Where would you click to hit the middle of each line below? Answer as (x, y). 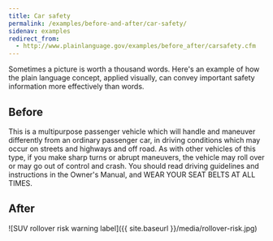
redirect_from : (34, 39)
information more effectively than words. (76, 87)
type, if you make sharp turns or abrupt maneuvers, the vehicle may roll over (137, 157)
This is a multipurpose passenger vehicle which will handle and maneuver (132, 131)
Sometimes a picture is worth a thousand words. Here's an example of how (134, 69)
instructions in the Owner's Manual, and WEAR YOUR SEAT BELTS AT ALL (132, 174)
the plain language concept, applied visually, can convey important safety (132, 78)
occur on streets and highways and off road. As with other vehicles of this (132, 148)
